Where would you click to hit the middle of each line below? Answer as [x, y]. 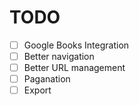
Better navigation [59, 56]
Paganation [47, 79]
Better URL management [74, 68]
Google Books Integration [76, 45]
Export [37, 90]
